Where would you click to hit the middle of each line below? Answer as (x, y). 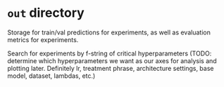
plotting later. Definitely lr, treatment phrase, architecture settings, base (111, 68)
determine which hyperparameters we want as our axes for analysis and (112, 60)
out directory (46, 13)
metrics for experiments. (43, 39)
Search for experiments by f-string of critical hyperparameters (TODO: (110, 53)
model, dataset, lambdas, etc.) (51, 76)
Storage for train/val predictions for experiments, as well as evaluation (109, 32)
